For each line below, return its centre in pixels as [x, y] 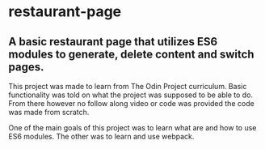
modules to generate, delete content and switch [131, 54]
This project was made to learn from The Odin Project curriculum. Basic [128, 86]
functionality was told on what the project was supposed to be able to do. [130, 95]
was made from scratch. [49, 112]
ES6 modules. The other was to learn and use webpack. [101, 136]
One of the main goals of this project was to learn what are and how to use [132, 128]
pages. [26, 67]
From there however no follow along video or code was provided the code [131, 103]
